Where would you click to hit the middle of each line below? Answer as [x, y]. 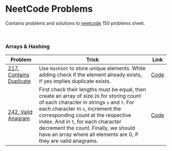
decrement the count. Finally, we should [87, 128]
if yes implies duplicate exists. [75, 81]
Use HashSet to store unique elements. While [92, 68]
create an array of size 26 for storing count [90, 96]
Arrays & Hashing [28, 46]
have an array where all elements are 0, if [89, 135]
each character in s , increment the [80, 109]
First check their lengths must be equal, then [93, 89]
